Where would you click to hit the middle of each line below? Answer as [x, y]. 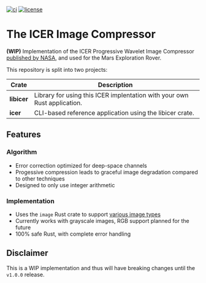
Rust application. [58, 103]
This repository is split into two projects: [57, 69]
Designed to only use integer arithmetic [65, 185]
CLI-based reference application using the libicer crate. [114, 112]
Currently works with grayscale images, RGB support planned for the [102, 220]
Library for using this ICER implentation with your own [111, 95]
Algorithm [22, 152]
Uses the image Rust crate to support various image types [88, 214]
